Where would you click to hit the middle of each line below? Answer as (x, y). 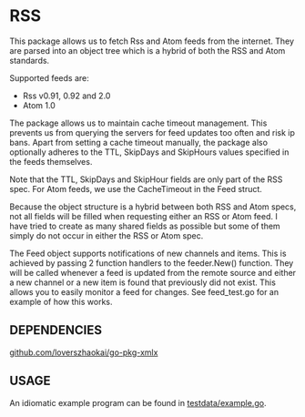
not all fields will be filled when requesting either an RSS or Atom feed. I (143, 216)
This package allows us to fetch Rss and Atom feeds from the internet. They (152, 41)
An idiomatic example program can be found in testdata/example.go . (138, 402)
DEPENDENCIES (56, 330)
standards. (30, 60)
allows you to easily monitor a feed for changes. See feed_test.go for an (144, 291)
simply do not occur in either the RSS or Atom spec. (107, 235)
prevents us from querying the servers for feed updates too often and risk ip (152, 132)
